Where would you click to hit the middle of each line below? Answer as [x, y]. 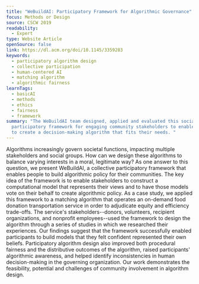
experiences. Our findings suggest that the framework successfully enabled [99, 230]
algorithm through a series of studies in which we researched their [87, 224]
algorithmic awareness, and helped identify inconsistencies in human [90, 256]
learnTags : [20, 89]
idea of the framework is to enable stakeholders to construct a [82, 180]
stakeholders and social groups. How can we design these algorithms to [94, 155]
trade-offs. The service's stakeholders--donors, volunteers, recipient [90, 212]
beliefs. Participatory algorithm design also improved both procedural [91, 243]
